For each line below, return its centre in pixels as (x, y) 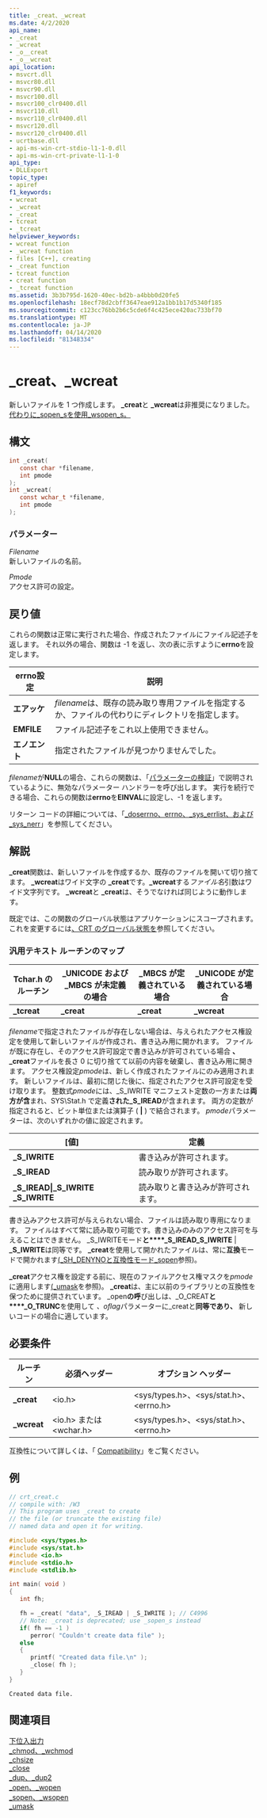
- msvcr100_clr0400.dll (48, 104)
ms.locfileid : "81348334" (51, 340)
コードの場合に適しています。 (64, 1317)
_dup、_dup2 (31, 1777)
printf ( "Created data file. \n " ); (89, 1658)
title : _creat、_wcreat (48, 15)
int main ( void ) (38, 1584)
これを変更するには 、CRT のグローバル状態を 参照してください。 (114, 928)
